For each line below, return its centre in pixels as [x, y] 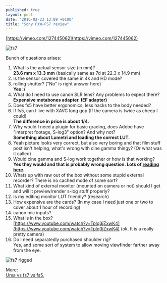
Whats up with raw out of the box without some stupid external [78, 175]
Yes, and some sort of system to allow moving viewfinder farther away [86, 245]
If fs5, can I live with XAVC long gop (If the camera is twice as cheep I [85, 111]
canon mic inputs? [32, 213]
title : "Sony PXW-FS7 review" [38, 24]
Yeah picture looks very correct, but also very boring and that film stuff [87, 143]
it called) [22, 154]
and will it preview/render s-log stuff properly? [61, 191]
